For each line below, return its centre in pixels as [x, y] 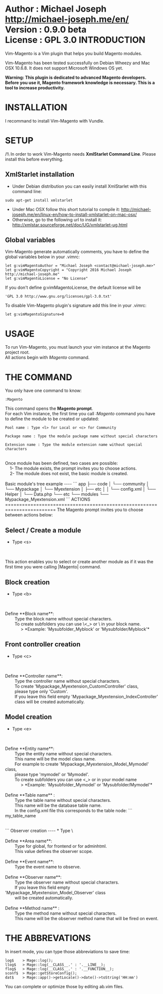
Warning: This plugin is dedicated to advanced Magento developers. [76, 77]
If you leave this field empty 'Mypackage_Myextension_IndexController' [86, 696]
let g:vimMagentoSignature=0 [35, 315]
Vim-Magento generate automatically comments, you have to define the [77, 252]
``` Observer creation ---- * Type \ [39, 831]
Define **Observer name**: [33, 877]
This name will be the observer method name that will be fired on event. [86, 918]
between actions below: [29, 515]
